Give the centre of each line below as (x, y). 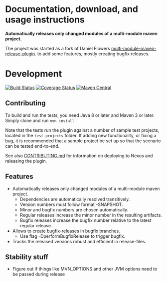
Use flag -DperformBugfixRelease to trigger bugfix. (73, 236)
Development (34, 74)
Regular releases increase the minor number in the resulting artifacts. (91, 215)
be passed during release (39, 274)
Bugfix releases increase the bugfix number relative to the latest (85, 220)
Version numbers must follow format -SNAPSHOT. (71, 204)
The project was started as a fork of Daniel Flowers (58, 48)
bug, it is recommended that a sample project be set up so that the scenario (83, 141)
